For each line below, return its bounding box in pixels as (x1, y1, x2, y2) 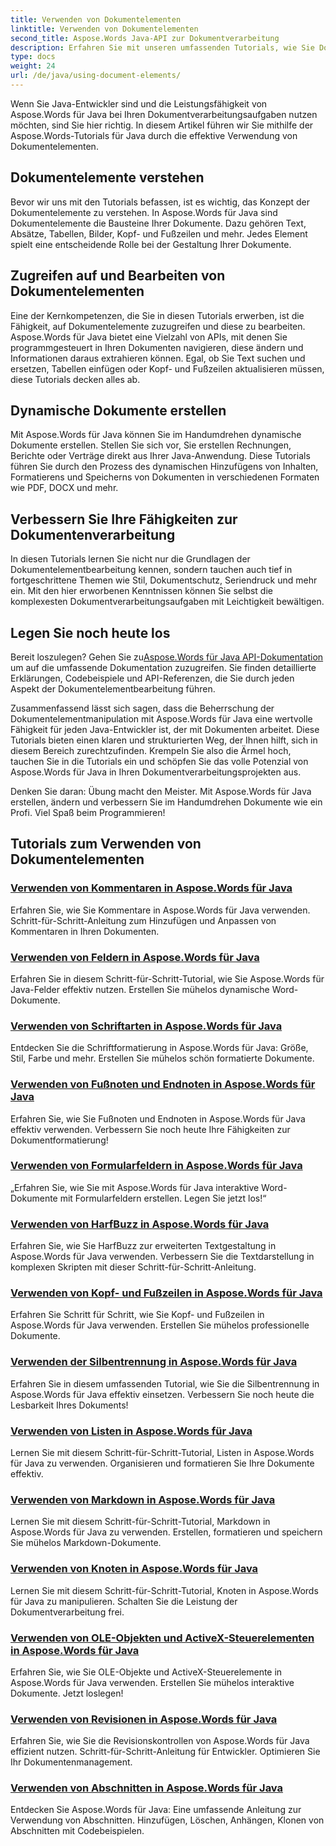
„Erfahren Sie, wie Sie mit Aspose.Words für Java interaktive (10, 1181, 260, 1193)
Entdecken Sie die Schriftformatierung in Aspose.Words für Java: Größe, (10, 1042, 309, 1054)
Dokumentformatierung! (10, 1134, 109, 1146)
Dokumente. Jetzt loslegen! (10, 1687, 124, 1699)
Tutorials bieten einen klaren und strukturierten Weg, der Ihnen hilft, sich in (10, 734, 318, 746)
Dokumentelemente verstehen (10, 169, 205, 186)
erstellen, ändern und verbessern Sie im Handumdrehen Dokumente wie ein (10, 796, 323, 808)
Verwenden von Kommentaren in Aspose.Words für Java (10, 881, 293, 895)
